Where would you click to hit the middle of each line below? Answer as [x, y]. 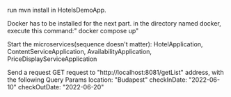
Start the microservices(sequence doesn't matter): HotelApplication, [105, 44]
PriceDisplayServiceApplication [52, 59]
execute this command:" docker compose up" [73, 31]
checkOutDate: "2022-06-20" [61, 87]
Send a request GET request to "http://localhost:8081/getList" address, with [115, 72]
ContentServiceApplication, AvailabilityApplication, [79, 52]
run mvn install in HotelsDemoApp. [57, 10]
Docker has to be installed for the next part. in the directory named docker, [114, 23]
